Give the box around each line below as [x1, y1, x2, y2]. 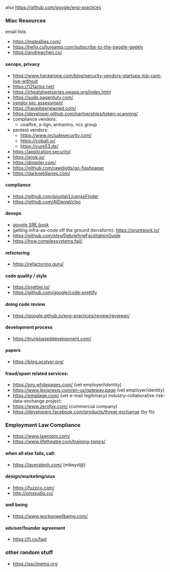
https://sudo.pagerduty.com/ [12, 94, 74, 100]
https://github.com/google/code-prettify [12, 290, 98, 296]
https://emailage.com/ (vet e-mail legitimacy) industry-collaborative [12, 393, 155, 399]
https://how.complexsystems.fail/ [12, 237, 82, 244]
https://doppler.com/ [12, 159, 56, 165]
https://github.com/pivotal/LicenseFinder [12, 193, 99, 199]
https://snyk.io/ [12, 154, 45, 160]
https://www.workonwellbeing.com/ [12, 513, 88, 519]
